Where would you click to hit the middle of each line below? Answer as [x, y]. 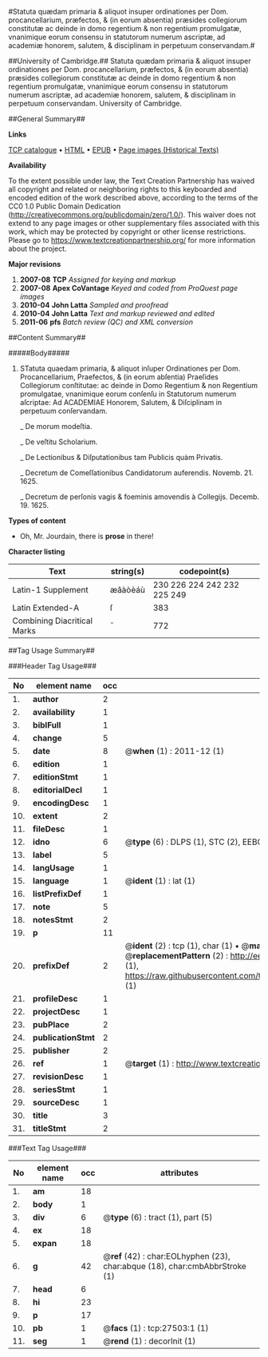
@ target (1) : [150, 1063]
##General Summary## [47, 119]
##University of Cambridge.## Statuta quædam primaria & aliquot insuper [130, 61]
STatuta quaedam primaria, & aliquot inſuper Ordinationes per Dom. [130, 368]
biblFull [47, 725]
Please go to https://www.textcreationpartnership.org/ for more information [132, 240]
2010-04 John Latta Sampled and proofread [94, 305]
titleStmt [49, 1128]
